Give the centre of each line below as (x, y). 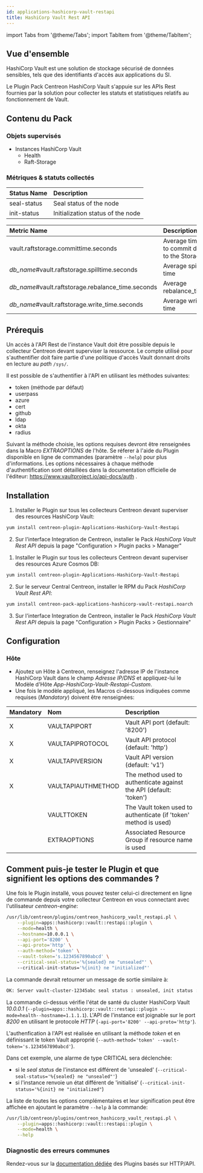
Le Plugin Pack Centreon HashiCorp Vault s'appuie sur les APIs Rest (91, 87)
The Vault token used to (159, 807)
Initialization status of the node (97, 213)
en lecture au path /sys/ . (37, 364)
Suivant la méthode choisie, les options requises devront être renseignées (98, 444)
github (23, 413)
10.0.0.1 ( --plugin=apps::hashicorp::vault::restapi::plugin (82, 1008)
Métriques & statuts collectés (50, 178)
